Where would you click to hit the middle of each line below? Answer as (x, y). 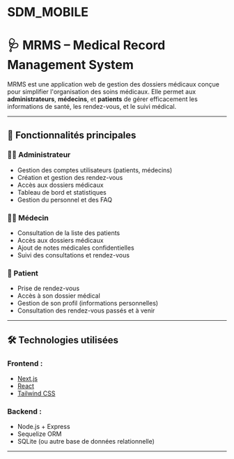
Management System (71, 65)
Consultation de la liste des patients (69, 233)
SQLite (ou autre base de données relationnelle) (86, 442)
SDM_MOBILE (48, 12)
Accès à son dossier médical (59, 296)
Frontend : (25, 363)
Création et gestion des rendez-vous (70, 177)
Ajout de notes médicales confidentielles (76, 248)
